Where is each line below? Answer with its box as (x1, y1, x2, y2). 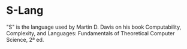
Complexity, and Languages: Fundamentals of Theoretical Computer (6, 29, 175, 36)
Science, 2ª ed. (6, 36, 44, 43)
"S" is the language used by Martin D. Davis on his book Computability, (6, 23, 182, 30)
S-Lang (6, 4, 44, 17)
